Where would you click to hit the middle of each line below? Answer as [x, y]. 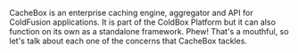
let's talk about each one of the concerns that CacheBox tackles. [128, 41]
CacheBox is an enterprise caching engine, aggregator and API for [131, 13]
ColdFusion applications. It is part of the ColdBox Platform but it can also [143, 22]
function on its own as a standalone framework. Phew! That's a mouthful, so [149, 31]
